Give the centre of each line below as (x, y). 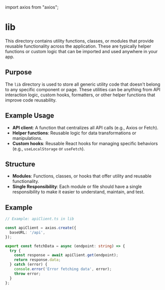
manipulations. (27, 138)
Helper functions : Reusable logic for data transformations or (74, 133)
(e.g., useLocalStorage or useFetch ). (49, 149)
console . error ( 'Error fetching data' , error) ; (63, 269)
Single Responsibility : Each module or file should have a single (77, 187)
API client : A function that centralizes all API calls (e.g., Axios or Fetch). (85, 127)
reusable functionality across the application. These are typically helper (78, 46)
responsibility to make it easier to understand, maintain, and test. (78, 192)
